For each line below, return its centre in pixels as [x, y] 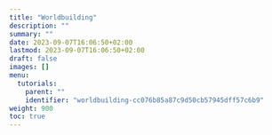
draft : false [33, 59]
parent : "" [45, 91]
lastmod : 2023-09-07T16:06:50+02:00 [77, 51]
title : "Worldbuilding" [53, 17]
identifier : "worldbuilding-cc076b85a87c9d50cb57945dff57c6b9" [145, 100]
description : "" [39, 26]
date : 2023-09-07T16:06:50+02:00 [71, 42]
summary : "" [31, 34]
